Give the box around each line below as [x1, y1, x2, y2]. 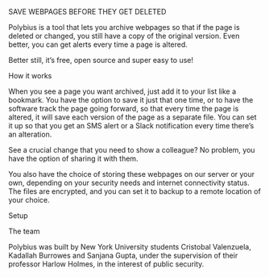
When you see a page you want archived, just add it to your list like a [8, 86, 237, 96]
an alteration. [8, 129, 52, 139]
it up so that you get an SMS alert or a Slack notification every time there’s [8, 121, 255, 130]
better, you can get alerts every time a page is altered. [8, 40, 188, 49]
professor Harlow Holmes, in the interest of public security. [8, 259, 205, 269]
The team [8, 226, 40, 236]
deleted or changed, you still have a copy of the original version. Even [8, 31, 240, 40]
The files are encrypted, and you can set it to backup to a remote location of [8, 187, 262, 196]
